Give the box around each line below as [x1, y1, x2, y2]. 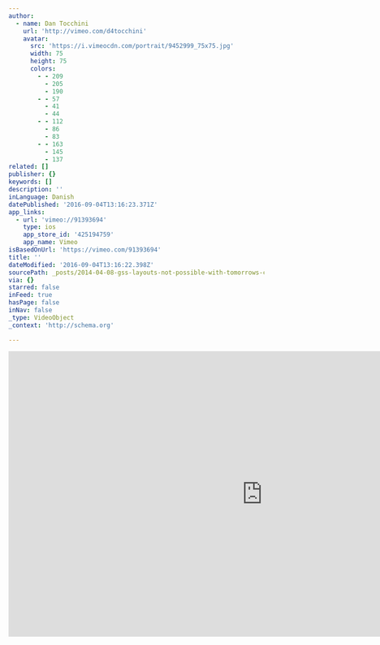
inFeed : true [8, 291, 53, 299]
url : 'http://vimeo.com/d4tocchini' [23, 27, 148, 35]
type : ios [23, 223, 57, 231]
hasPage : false [8, 299, 60, 307]
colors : [29, 65, 57, 73]
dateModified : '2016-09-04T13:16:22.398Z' [8, 260, 154, 269]
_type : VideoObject [8, 313, 75, 321]
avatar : [23, 34, 49, 43]
